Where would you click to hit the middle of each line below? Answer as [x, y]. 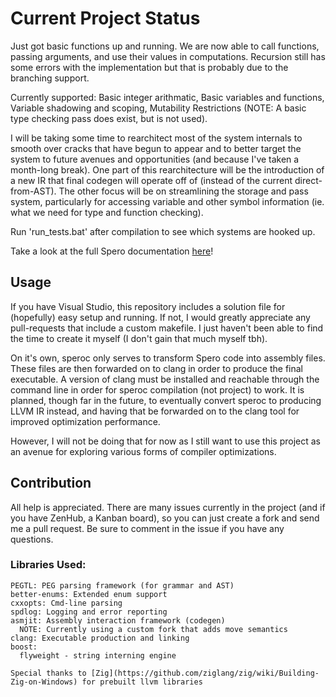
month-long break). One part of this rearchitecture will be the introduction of [167, 169]
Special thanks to [48, 673]
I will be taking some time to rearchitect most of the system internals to [156, 138]
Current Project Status [105, 18]
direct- [308, 180]
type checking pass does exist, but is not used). [109, 118]
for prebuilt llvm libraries [142, 682]
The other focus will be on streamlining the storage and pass [183, 191]
